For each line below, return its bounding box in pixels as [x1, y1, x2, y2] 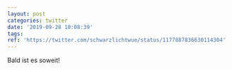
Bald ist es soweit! [7, 56, 60, 64]
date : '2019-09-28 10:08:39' [7, 23, 93, 30]
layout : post [7, 10, 46, 18]
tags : [7, 30, 23, 37]
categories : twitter [7, 17, 69, 24]
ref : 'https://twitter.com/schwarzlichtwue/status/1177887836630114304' [7, 37, 226, 44]
